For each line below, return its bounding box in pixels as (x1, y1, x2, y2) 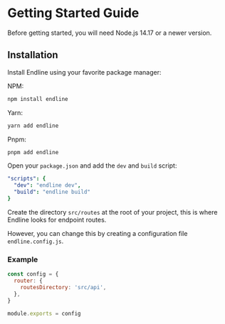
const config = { (7, 271, 59, 278)
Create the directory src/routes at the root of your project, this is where (7, 207, 218, 216)
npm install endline (7, 95, 69, 102)
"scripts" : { (7, 175, 46, 183)
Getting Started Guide (7, 5, 140, 21)
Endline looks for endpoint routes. (7, 215, 107, 224)
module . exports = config (7, 310, 81, 317)
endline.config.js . (7, 237, 64, 245)
